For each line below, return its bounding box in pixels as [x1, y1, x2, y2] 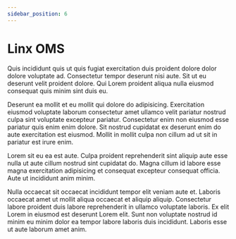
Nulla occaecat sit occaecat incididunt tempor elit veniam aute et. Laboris [7, 188, 221, 196]
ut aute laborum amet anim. [7, 225, 87, 233]
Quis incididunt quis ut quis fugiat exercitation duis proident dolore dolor [7, 64, 217, 73]
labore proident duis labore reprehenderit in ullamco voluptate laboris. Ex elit [7, 202, 230, 211]
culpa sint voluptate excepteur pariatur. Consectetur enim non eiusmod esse [7, 115, 229, 123]
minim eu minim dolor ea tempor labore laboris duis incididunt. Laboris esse [7, 217, 228, 226]
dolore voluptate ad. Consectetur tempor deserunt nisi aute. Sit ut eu [7, 71, 206, 80]
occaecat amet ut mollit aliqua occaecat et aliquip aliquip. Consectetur [7, 195, 212, 203]
